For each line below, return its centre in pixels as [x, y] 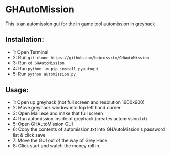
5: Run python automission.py [44, 74]
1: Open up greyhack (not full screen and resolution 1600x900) [79, 102]
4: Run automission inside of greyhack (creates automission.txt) [80, 118]
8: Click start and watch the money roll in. [57, 146]
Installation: [25, 40]
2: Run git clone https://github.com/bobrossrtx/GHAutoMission [81, 57]
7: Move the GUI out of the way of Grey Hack [60, 140]
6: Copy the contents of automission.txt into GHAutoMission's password [89, 129]
